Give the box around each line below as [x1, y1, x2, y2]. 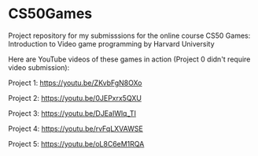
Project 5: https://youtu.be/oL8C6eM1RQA [8, 139, 145, 148]
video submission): [8, 62, 70, 72]
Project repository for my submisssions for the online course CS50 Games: [8, 31, 251, 40]
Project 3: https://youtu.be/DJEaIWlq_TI [8, 108, 136, 118]
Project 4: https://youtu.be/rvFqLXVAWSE [8, 124, 143, 133]
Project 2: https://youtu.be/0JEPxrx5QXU [8, 93, 142, 102]
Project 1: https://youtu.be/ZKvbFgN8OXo [8, 78, 143, 87]
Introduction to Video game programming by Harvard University [8, 39, 215, 48]
